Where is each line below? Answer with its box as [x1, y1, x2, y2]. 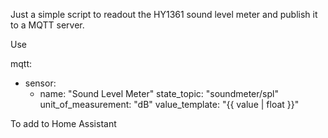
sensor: [24, 77, 57, 89]
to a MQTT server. [10, 19, 85, 31]
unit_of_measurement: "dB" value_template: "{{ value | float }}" [39, 99, 300, 110]
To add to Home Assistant [10, 118, 117, 129]
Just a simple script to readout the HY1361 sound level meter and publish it [10, 9, 318, 20]
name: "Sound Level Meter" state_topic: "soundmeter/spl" [39, 88, 279, 99]
